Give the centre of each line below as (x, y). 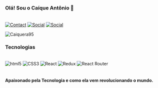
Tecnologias (20, 47)
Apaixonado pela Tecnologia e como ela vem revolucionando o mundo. (79, 80)
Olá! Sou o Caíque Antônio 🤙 (39, 8)
